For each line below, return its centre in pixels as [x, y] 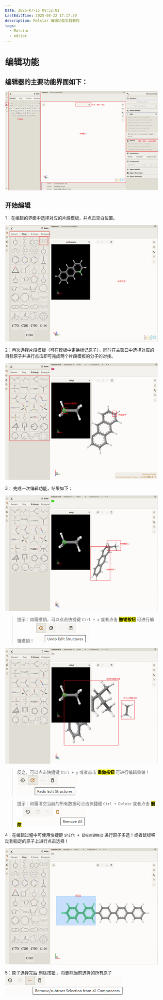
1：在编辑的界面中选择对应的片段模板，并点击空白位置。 [61, 218]
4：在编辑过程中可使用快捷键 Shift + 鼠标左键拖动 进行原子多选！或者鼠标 [78, 835]
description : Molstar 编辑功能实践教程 [42, 20]
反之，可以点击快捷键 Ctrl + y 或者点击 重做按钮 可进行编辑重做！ [83, 772]
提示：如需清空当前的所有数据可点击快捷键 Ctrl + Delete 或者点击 [83, 804]
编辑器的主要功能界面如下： [47, 82]
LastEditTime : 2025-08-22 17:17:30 [41, 15]
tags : [10, 26]
